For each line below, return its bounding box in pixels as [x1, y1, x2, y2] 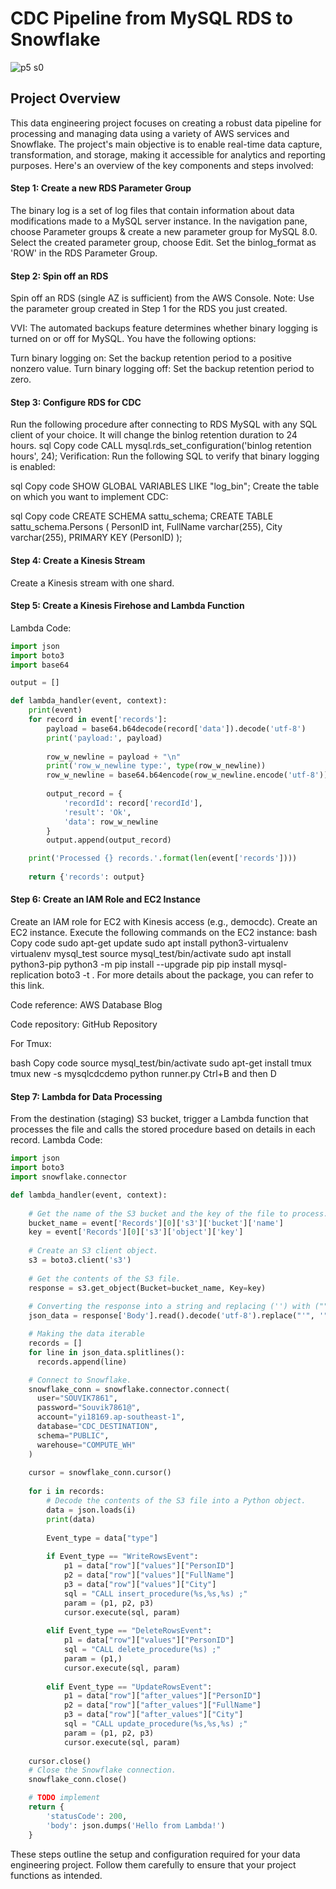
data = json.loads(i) [46, 1505, 137, 1515]
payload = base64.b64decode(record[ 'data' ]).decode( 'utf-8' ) [46, 723, 307, 734]
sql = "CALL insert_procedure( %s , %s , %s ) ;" [63, 1588, 248, 1599]
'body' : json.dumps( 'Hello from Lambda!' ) [46, 1820, 226, 1831]
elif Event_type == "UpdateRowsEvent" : [46, 1682, 213, 1692]
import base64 [10, 660, 70, 670]
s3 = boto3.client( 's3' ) [28, 1255, 132, 1266]
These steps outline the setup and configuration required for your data [10, 1848, 301, 1860]
